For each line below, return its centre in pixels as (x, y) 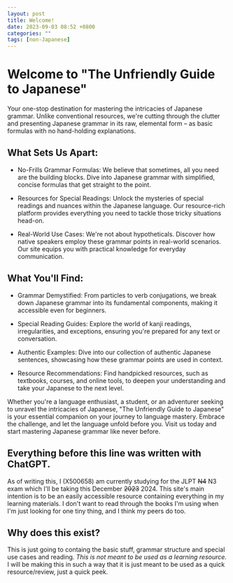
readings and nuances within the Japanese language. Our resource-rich (121, 205)
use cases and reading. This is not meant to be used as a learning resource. (117, 557)
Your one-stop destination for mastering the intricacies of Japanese (105, 108)
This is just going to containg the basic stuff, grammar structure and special (116, 549)
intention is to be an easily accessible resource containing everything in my (116, 496)
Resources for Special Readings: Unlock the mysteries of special (111, 198)
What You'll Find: (45, 278)
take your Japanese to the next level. (71, 388)
